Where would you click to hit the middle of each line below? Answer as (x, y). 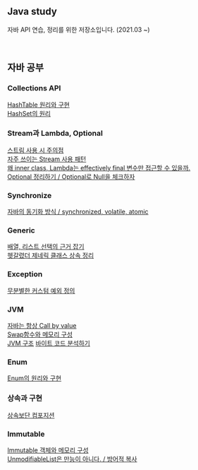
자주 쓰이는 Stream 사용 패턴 (47, 159)
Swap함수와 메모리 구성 (40, 334)
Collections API (34, 88)
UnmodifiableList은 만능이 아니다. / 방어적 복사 (72, 459)
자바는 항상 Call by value (42, 325)
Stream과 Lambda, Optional (55, 134)
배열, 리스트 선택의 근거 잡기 (46, 247)
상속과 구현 (25, 399)
